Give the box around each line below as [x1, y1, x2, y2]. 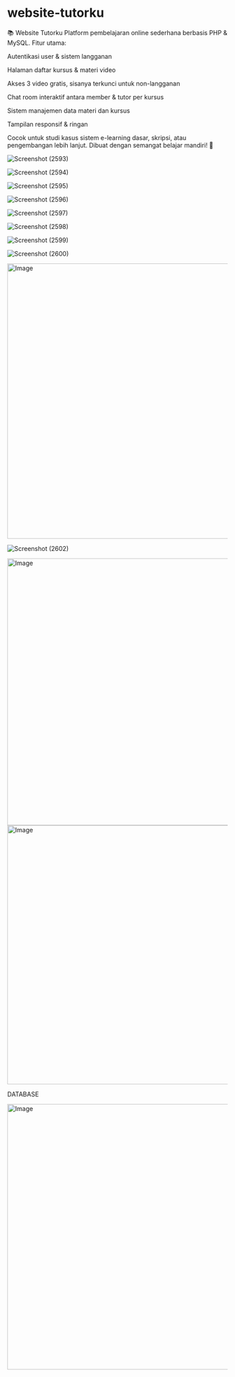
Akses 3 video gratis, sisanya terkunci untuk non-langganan [7, 79, 180, 88]
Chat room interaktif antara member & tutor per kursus [7, 92, 164, 101]
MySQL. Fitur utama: [7, 39, 66, 47]
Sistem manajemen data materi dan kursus [7, 106, 131, 115]
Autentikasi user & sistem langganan [7, 52, 112, 60]
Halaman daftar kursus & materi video [7, 65, 116, 74]
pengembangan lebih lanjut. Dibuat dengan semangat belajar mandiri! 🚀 [7, 141, 214, 149]
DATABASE [7, 1090, 39, 1098]
